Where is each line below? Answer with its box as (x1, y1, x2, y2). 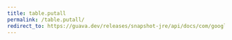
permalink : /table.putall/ (7, 16, 85, 23)
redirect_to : (7, 22, 45, 29)
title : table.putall (7, 9, 67, 17)
